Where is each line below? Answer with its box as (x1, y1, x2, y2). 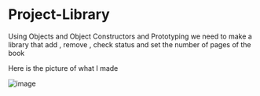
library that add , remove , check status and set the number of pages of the (8, 39, 251, 49)
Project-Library (8, 6, 110, 24)
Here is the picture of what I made (8, 63, 119, 72)
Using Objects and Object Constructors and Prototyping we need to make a (8, 31, 253, 41)
